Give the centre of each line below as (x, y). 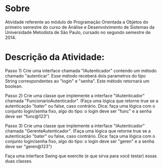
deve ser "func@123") (27, 116)
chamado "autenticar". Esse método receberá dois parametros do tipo (75, 75)
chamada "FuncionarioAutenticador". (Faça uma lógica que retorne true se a (82, 101)
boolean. (14, 86)
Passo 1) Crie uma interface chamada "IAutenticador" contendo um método (81, 71)
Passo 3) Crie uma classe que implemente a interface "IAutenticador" (75, 126)
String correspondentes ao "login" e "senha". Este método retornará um (77, 81)
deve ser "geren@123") (29, 146)
